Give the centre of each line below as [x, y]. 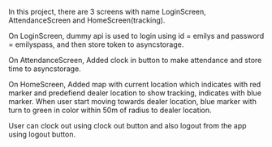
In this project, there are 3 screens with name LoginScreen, [108, 12]
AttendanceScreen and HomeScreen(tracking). [87, 20]
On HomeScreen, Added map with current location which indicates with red [135, 84]
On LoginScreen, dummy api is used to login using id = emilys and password [136, 36]
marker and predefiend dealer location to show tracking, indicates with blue [135, 93]
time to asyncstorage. [45, 69]
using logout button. [42, 134]
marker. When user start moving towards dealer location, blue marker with [133, 101]
